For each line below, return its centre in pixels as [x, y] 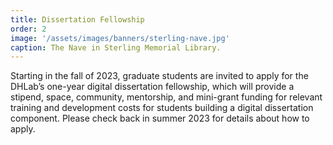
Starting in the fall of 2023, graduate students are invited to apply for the [159, 76]
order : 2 [28, 29]
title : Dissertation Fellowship [77, 19]
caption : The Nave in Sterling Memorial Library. [116, 47]
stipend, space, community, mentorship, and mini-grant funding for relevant [166, 97]
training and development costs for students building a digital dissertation [162, 108]
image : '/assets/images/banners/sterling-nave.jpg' [120, 38]
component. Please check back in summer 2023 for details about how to [160, 118]
